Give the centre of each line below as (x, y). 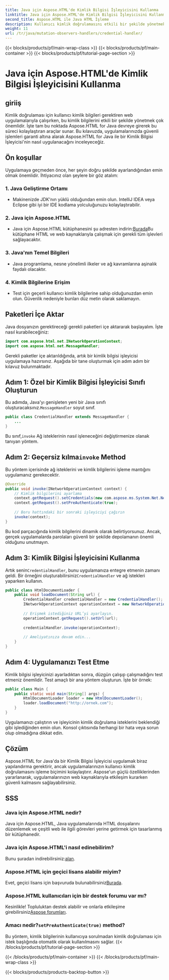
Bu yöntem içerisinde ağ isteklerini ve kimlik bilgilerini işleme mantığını (78, 469)
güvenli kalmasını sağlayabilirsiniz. (41, 782)
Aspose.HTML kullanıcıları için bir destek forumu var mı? (76, 896)
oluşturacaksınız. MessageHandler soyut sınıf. (50, 408)
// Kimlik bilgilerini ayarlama (48, 493)
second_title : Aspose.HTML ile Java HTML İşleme (57, 19)
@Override (16, 484)
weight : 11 (17, 29)
